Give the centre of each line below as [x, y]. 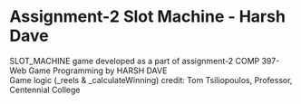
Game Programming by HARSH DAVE [98, 71]
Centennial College [45, 90]
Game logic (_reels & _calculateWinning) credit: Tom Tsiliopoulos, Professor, [151, 80]
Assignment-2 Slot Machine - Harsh [147, 17]
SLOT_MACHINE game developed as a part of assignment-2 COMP [135, 61]
